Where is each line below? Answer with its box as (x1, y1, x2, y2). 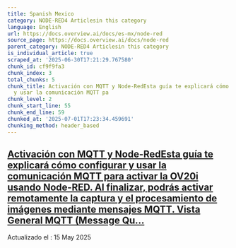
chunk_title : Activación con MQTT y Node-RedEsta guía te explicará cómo (7, 83, 230, 90)
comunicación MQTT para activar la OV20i (7, 170, 199, 182)
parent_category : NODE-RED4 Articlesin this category (7, 43, 170, 50)
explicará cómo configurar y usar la (7, 159, 167, 171)
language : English (7, 23, 61, 30)
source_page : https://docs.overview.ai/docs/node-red (7, 37, 170, 44)
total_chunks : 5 (7, 76, 55, 83)
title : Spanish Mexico (7, 10, 74, 18)
